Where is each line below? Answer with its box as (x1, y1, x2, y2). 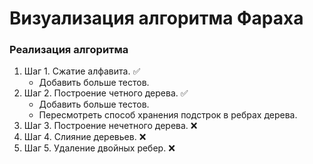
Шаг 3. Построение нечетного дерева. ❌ (23, 120, 198, 132)
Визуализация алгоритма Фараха (9, 7, 304, 30)
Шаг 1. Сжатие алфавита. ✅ (23, 65, 141, 77)
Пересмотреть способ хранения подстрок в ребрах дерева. (38, 109, 298, 121)
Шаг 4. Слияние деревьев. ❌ (23, 131, 147, 143)
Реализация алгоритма (9, 43, 129, 57)
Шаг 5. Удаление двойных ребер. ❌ (23, 142, 176, 154)
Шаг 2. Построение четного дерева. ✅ (23, 87, 189, 99)
